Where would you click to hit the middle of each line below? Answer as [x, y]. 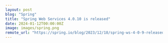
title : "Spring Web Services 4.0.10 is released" [58, 19]
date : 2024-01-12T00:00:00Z [34, 23]
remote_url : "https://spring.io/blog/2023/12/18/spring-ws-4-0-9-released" [86, 33]
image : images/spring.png [32, 28]
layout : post [19, 10]
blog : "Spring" [21, 14]
